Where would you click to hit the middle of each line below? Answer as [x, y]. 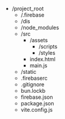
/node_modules [40, 27]
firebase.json [37, 97]
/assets [39, 40]
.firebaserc [34, 78]
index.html [42, 59]
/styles [47, 53]
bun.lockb [33, 91]
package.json [37, 103]
